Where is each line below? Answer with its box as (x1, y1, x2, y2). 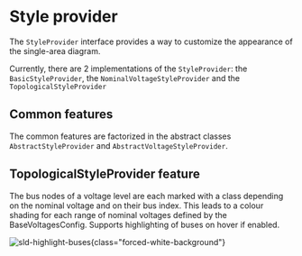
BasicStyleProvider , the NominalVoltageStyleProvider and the (9, 72, 241, 83)
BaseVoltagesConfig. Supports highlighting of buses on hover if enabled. (9, 219, 280, 230)
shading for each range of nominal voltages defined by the (9, 209, 227, 220)
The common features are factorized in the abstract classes (9, 131, 232, 142)
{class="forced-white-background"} (90, 236, 226, 247)
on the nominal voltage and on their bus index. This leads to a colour (9, 200, 264, 211)
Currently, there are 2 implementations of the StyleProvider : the (9, 63, 248, 74)
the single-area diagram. (9, 45, 101, 56)
